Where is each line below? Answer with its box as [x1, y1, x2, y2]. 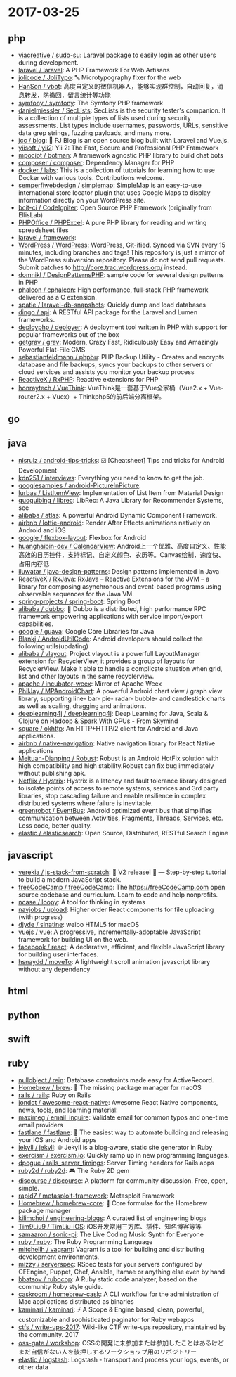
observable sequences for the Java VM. [18, 590, 134, 598]
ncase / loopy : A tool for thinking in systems [18, 898, 146, 907]
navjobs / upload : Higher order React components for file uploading [18, 905, 214, 914]
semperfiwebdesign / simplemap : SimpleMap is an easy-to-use [18, 181, 202, 189]
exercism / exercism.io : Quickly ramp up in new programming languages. [18, 1151, 230, 1159]
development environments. [18, 1253, 100, 1261]
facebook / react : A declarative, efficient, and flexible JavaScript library [18, 943, 225, 952]
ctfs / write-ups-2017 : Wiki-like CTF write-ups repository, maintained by [18, 1323, 227, 1331]
